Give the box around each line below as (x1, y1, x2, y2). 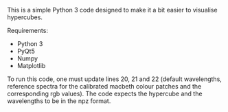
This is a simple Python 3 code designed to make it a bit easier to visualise (7, 6, 218, 14)
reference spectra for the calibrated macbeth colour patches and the (7, 82, 202, 90)
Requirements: (7, 27, 48, 34)
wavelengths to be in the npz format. (7, 97, 111, 105)
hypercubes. (7, 13, 43, 21)
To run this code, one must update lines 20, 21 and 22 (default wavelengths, (7, 75, 222, 83)
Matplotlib (16, 62, 46, 69)
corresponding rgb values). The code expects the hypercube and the (7, 89, 203, 98)
